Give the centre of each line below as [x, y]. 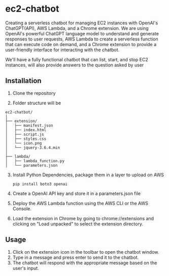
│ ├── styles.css [26, 139]
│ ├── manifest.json [29, 125]
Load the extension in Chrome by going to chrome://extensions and [83, 218]
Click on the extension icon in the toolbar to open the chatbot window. [86, 252]
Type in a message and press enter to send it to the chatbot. [76, 257]
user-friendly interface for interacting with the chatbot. [62, 50]
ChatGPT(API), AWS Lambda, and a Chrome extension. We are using [77, 28]
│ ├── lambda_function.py [35, 161]
